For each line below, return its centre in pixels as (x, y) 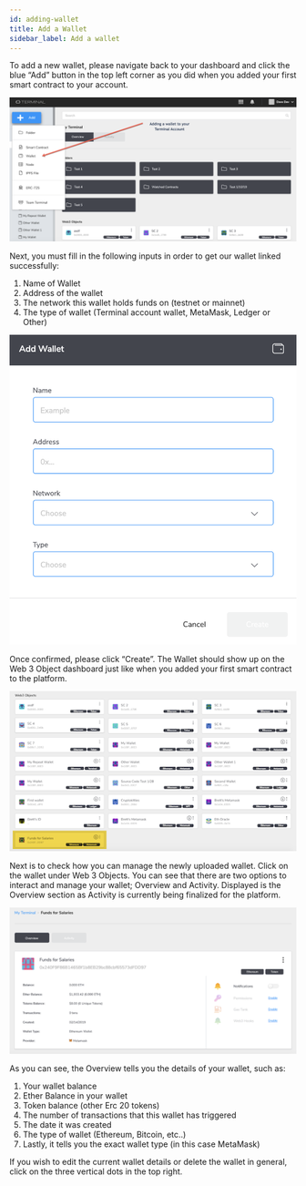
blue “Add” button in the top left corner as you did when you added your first (153, 75)
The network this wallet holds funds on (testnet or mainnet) (134, 303)
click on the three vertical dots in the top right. (96, 1171)
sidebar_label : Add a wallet (65, 38)
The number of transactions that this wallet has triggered (129, 1115)
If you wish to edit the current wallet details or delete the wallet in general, (148, 1161)
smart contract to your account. (69, 85)
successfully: (34, 266)
